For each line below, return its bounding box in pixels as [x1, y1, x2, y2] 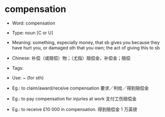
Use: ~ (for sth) [12, 74, 44, 80]
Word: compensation [12, 20, 56, 26]
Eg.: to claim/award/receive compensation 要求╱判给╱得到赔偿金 [12, 85, 149, 91]
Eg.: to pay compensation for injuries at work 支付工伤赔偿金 [12, 95, 137, 101]
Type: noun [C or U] [12, 29, 54, 35]
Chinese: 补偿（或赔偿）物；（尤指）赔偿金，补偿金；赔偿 [12, 55, 131, 61]
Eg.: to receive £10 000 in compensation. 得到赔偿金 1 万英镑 [12, 106, 137, 112]
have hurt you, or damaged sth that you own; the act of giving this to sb [12, 44, 160, 50]
